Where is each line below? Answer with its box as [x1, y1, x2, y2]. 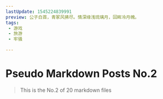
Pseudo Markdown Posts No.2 [5, 67, 158, 81]
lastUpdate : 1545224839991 [5, 8, 72, 15]
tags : [5, 20, 19, 25]
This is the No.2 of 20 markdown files [19, 87, 112, 94]
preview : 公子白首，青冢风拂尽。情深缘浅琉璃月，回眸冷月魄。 [5, 14, 139, 20]
